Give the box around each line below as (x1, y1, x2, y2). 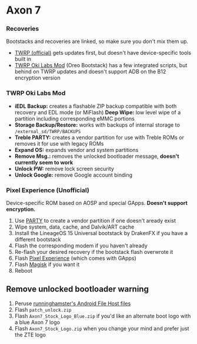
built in (14, 55, 31, 62)
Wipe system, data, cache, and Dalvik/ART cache (14, 223, 135, 230)
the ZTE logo (14, 331, 46, 338)
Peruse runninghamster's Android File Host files (14, 300, 131, 307)
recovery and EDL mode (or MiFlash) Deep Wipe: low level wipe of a (14, 108, 181, 115)
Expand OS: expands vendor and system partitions (14, 146, 139, 153)
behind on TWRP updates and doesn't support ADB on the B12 (14, 68, 166, 75)
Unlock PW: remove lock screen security (14, 165, 115, 172)
